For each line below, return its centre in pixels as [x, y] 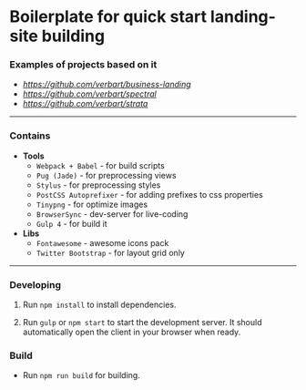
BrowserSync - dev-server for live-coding [112, 214]
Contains [30, 136]
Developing [36, 284]
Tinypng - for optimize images [92, 204]
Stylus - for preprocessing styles [98, 185]
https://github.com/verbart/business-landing [107, 85]
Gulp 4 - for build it [71, 223]
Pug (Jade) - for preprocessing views [106, 175]
